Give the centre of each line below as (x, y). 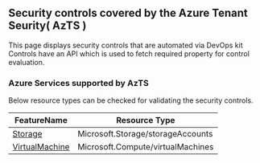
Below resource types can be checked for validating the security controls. (131, 100)
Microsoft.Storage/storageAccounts (145, 134)
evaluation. (27, 62)
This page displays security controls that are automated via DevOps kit (126, 45)
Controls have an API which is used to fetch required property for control (129, 53)
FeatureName (41, 120)
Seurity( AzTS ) (47, 26)
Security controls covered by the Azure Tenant (128, 13)
